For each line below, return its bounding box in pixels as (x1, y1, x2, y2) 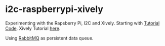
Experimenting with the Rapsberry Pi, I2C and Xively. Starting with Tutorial (5, 20, 160, 26)
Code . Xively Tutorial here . (5, 25, 61, 31)
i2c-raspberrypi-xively (5, 3, 104, 15)
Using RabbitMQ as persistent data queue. (5, 35, 94, 41)
